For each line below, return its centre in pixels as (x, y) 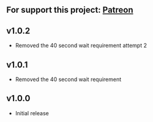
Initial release (32, 113)
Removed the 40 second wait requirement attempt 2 (81, 46)
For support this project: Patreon (70, 10)
